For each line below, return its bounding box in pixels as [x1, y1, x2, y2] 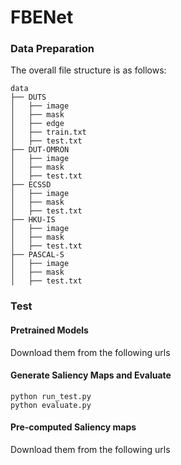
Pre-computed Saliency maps [10, 421, 137, 433]
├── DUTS [10, 92, 47, 103]
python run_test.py [10, 391, 92, 401]
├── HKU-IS [10, 215, 56, 225]
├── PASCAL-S [10, 250, 65, 260]
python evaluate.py [10, 400, 92, 410]
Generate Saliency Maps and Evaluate [10, 369, 172, 381]
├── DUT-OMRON [10, 145, 70, 155]
